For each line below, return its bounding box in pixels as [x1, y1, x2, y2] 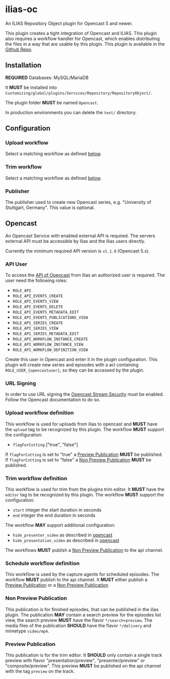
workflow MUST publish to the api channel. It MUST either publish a [5, 577, 148, 583]
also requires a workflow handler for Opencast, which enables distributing [5, 35, 160, 42]
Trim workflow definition [5, 475, 67, 482]
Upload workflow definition [5, 409, 74, 416]
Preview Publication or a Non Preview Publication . [5, 582, 110, 588]
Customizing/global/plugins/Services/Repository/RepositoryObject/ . [5, 90, 152, 96]
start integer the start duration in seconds [12, 507, 101, 513]
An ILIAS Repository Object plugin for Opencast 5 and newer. [5, 20, 133, 26]
